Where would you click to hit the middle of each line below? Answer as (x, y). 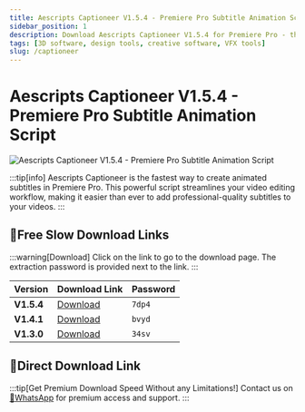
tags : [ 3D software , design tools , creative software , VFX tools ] (138, 43)
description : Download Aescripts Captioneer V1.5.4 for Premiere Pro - (148, 34)
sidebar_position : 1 (49, 26)
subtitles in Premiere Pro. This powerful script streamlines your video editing (152, 188)
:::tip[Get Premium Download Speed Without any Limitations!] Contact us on (151, 387)
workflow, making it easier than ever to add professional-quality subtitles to (150, 197)
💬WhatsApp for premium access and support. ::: (99, 397)
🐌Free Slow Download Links (89, 235)
